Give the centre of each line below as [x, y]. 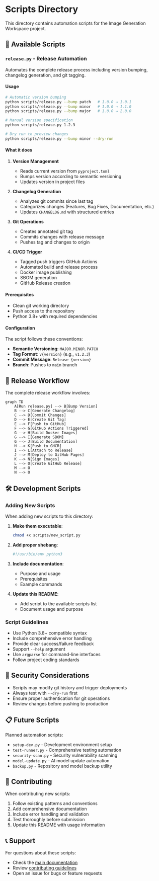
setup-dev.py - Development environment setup [62, 744]
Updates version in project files [52, 182]
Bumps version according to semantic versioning [71, 177]
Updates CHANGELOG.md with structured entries [67, 212]
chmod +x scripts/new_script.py [46, 535]
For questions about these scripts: [41, 853]
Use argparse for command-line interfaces [56, 654]
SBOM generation [38, 278]
